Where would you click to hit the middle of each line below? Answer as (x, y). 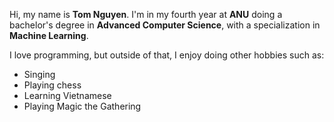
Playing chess (52, 85)
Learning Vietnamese (67, 95)
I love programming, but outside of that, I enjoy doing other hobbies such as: (167, 55)
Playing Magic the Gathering (82, 106)
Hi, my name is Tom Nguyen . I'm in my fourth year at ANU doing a (146, 14)
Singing (39, 74)
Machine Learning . (49, 35)
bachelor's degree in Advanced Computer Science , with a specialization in (165, 25)
